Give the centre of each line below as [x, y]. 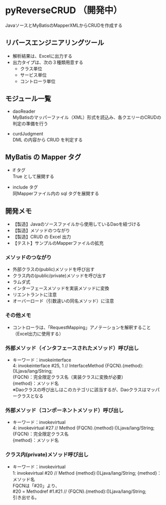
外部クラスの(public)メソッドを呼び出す [53, 269]
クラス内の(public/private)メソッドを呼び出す [59, 276]
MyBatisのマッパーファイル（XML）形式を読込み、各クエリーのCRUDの [87, 117]
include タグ [25, 187]
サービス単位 [33, 75]
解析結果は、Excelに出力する [43, 56]
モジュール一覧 [28, 99]
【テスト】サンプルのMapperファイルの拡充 [58, 243]
